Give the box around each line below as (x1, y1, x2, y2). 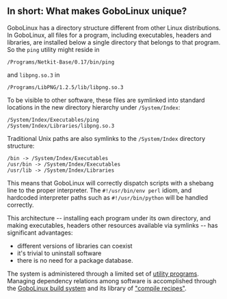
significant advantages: (7, 229, 73, 237)
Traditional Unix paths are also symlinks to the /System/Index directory (7, 134, 206, 142)
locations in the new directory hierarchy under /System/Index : (7, 103, 181, 112)
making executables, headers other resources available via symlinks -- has (7, 221, 218, 229)
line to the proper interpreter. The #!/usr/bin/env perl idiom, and (7, 186, 192, 194)
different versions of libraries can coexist (16, 242, 133, 250)
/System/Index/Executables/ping (7, 116, 99, 123)
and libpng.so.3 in (7, 70, 60, 79)
